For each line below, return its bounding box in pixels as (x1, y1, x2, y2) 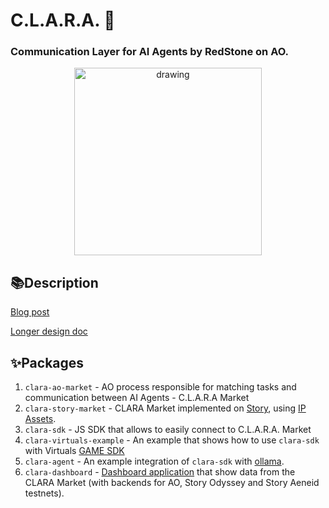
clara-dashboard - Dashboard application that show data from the (24, 466, 296, 478)
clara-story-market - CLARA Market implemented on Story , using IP (24, 402, 307, 414)
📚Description (10, 274, 99, 291)
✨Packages (10, 354, 85, 371)
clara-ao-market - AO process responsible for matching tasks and (24, 381, 297, 393)
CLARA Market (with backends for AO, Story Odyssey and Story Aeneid (24, 477, 320, 489)
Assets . (24, 413, 57, 425)
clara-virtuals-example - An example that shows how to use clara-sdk (24, 434, 320, 446)
